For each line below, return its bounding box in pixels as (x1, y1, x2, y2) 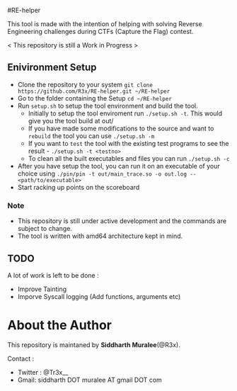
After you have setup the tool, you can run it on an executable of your (17, 161, 221, 170)
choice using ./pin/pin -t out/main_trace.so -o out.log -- (17, 169, 197, 178)
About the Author (7, 317, 112, 334)
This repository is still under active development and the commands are (17, 217, 227, 225)
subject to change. (17, 225, 73, 233)
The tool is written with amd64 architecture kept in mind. (17, 232, 183, 240)
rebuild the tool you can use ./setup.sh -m (28, 131, 155, 140)
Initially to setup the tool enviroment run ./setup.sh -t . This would (28, 109, 223, 118)
